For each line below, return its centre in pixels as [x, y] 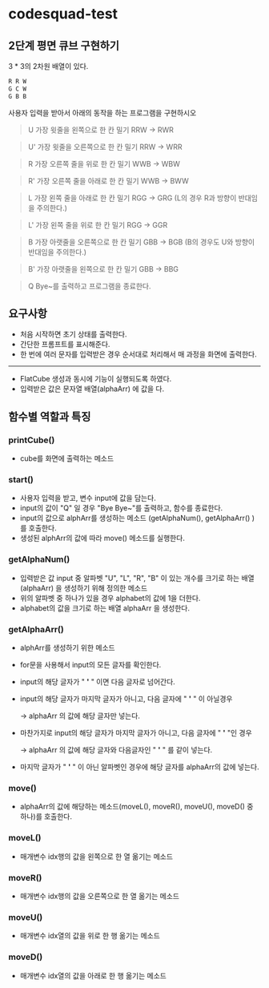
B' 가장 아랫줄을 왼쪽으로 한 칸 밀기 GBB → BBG [103, 268]
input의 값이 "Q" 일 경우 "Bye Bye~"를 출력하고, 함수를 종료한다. [121, 508]
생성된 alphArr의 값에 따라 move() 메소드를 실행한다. [102, 538]
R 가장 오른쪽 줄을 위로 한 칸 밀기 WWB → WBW [104, 163]
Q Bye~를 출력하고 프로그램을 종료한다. [89, 286]
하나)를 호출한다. [46, 817]
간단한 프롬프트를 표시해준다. [65, 345]
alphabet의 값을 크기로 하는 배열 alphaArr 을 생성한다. [105, 608]
